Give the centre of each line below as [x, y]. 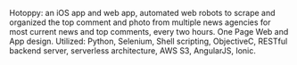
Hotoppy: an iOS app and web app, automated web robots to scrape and [142, 13]
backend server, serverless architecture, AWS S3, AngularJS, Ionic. [132, 51]
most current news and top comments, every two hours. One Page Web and [149, 32]
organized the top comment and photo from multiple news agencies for [140, 22]
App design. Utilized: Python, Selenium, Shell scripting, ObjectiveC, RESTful [148, 41]
